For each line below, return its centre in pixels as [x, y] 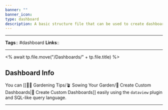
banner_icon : [19, 14]
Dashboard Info [30, 73]
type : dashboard [22, 19]
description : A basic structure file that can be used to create [74, 24]
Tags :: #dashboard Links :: [32, 42]
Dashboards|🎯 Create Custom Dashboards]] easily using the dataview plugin [84, 92]
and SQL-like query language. [36, 97]
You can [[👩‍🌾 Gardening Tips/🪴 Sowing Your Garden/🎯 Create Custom [78, 85]
